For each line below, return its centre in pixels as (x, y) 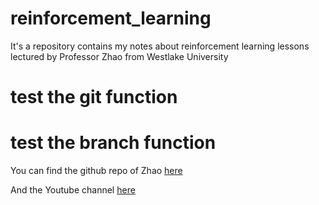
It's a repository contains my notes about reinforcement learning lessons (160, 46)
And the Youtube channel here (73, 190)
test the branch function (113, 143)
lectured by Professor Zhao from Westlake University (119, 56)
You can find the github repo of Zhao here (96, 171)
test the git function (94, 97)
